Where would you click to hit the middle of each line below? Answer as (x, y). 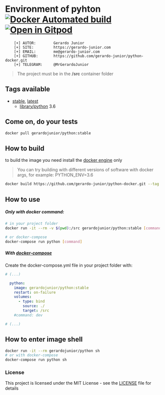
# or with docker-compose (31, 355)
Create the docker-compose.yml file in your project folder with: (69, 265)
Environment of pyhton (53, 9)
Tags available (28, 89)
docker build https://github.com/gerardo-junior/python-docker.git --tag (82, 184)
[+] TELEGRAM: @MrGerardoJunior (52, 64)
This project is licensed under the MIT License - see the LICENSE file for (78, 383)
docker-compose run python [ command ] (44, 242)
